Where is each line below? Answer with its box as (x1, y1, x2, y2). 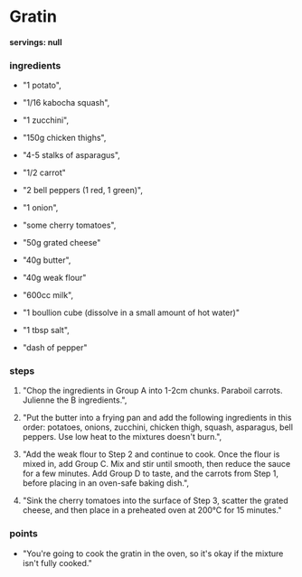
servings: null (9, 36, 62, 47)
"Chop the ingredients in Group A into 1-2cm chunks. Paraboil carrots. (22, 386, 283, 396)
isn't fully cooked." (22, 557, 92, 568)
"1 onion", (22, 202, 59, 213)
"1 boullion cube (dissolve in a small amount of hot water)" (22, 307, 240, 318)
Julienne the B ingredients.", (22, 395, 127, 405)
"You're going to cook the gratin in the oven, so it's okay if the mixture (22, 548, 284, 559)
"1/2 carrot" (22, 167, 66, 178)
